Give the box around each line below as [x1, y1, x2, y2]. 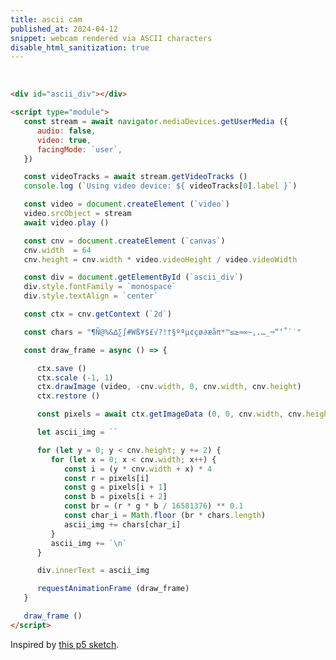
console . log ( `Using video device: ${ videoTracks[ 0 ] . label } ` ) [23, 181, 298, 191]
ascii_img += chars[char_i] [63, 519, 182, 530]
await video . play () [23, 217, 110, 228]
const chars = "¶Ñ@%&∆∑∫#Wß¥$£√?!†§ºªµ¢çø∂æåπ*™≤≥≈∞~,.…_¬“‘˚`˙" [23, 327, 302, 337]
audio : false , [36, 126, 97, 136]
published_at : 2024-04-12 [10, 24, 118, 34]
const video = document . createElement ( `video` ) [23, 199, 230, 210]
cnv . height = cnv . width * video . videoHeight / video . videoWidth [23, 254, 298, 265]
